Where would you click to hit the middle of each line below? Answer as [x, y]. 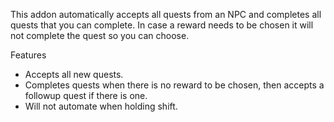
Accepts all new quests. [74, 74]
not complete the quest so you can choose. [100, 35]
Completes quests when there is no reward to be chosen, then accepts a [174, 85]
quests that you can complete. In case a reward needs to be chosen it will [162, 25]
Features [28, 55]
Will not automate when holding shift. [101, 106]
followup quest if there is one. [86, 95]
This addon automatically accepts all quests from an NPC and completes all [166, 14]
